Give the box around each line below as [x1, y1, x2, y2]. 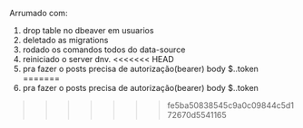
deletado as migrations [22, 35, 109, 45]
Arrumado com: [9, 8, 68, 18]
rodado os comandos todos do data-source [22, 44, 186, 55]
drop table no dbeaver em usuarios [22, 25, 154, 35]
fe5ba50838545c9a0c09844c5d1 [167, 100, 295, 111]
